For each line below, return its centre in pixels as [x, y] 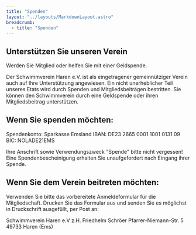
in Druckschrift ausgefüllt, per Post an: [53, 209]
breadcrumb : [20, 22]
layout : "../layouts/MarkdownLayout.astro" [60, 17]
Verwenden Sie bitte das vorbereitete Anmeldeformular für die [81, 196]
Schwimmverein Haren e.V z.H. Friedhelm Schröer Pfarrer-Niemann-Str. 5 [95, 220]
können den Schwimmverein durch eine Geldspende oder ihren [82, 96]
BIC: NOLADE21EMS [30, 140]
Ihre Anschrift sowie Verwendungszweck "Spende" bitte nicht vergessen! [94, 151]
